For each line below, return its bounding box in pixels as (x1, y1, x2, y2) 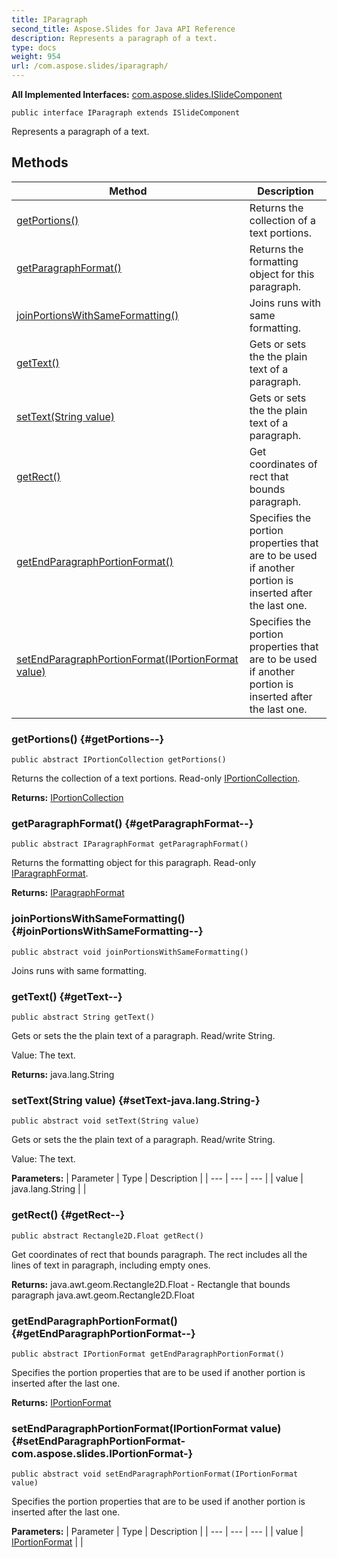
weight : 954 (11, 52, 61, 62)
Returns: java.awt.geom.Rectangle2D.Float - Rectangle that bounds (11, 1278, 291, 1290)
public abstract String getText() (11, 1012, 156, 1022)
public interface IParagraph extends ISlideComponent (11, 108, 241, 118)
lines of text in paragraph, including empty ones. (11, 1259, 211, 1271)
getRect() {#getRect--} (11, 1208, 126, 1222)
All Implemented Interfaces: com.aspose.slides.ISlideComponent (11, 89, 283, 100)
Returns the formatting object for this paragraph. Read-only (11, 857, 257, 869)
